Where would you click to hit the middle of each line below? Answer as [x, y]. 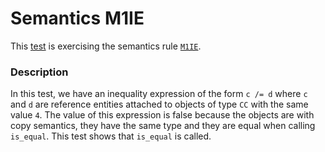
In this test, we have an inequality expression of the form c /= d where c [159, 94]
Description [39, 72]
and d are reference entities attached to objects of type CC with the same [159, 104]
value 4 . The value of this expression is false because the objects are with [162, 115]
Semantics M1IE [77, 18]
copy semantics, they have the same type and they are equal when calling [163, 126]
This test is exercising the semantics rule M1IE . [106, 46]
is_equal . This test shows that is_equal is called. [111, 136]
